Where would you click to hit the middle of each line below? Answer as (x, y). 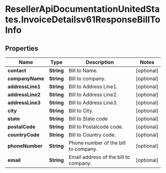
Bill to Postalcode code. (96, 127)
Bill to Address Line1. (93, 86)
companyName (26, 79)
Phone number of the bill (97, 143)
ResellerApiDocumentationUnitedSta (83, 9)
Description (100, 62)
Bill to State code (88, 119)
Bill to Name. (83, 70)
